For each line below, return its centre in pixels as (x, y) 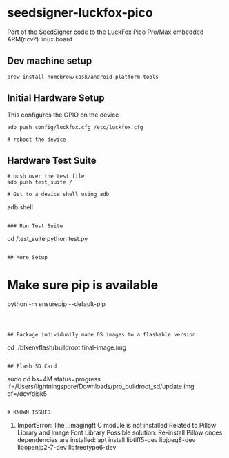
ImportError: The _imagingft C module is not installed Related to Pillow (117, 426)
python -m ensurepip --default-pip (56, 304)
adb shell (20, 207)
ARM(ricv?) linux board (40, 39)
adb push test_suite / (40, 182)
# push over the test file (46, 176)
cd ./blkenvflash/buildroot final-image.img (67, 347)
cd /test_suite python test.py (48, 239)
